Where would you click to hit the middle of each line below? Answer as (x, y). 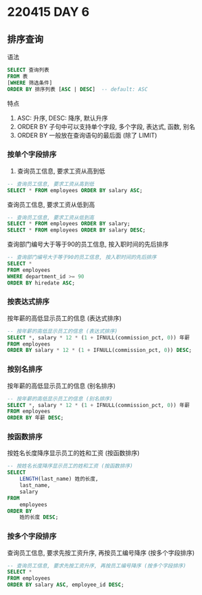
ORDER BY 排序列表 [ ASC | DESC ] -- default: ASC (77, 89)
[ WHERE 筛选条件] (30, 83)
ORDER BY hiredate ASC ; (41, 283)
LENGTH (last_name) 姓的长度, (59, 479)
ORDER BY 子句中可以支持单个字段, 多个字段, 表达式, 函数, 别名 (106, 126)
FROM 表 (18, 76)
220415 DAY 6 (48, 12)
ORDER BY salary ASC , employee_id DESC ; (66, 585)
